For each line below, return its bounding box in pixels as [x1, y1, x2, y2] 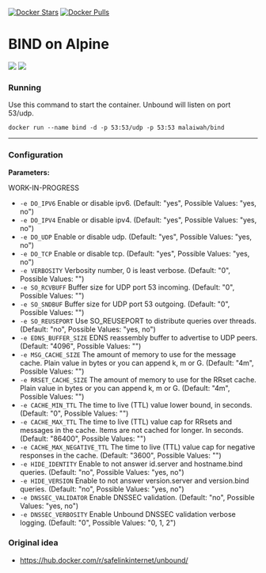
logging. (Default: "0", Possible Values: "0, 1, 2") [19, 518, 177, 527]
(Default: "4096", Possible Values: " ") [19, 341, 142, 351]
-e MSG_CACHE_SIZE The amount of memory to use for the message [19, 349, 237, 359]
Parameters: [8, 167, 50, 177]
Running [8, 82, 42, 93]
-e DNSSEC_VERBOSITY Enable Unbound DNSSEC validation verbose [19, 509, 236, 518]
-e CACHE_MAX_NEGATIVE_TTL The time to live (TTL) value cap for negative [19, 442, 256, 451]
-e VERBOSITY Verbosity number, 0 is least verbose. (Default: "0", [19, 265, 231, 275]
